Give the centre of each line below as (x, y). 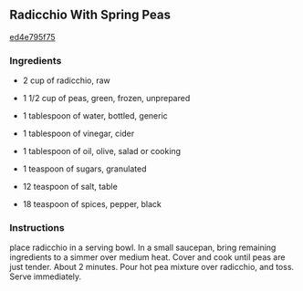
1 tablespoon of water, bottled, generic (95, 116)
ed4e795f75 (32, 36)
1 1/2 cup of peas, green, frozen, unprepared (106, 99)
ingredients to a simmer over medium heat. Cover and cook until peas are (147, 257)
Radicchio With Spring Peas (90, 15)
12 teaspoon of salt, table (70, 187)
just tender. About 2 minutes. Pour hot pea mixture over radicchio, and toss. (152, 267)
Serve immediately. (46, 276)
